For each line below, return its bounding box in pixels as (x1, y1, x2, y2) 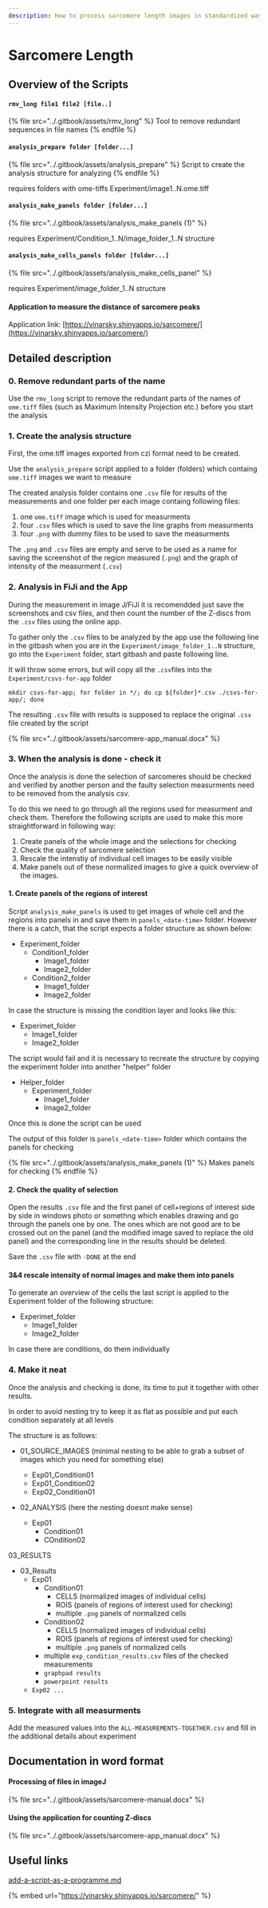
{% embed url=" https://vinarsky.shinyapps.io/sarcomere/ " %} (8, 1890, 211, 1900)
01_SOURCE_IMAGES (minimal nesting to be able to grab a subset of (19, 1446, 245, 1456)
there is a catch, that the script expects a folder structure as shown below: (8, 924, 253, 933)
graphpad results (43, 1669, 101, 1677)
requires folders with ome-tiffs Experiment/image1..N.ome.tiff (8, 183, 210, 193)
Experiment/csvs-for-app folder (8, 673, 112, 683)
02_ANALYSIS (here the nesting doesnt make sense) (19, 1502, 193, 1512)
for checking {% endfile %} (8, 1166, 98, 1176)
